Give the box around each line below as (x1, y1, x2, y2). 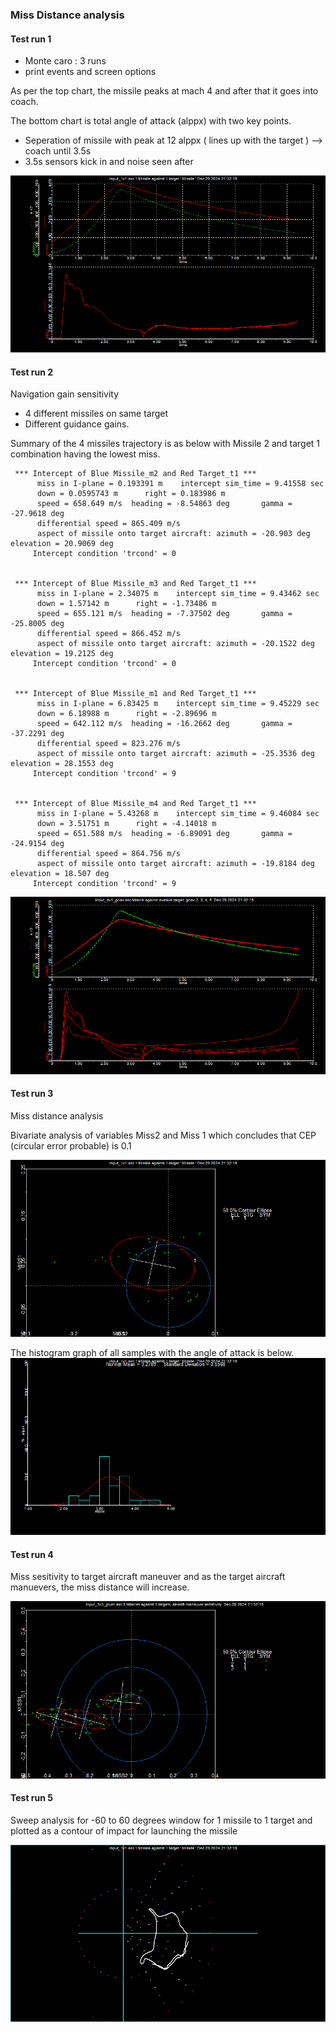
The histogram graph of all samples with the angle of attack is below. (10, 1347, 295, 1358)
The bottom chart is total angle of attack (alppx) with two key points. (10, 115, 292, 127)
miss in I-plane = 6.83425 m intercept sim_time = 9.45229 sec (36, 699, 320, 709)
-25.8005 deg (10, 619, 65, 629)
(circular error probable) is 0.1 (10, 1139, 132, 1152)
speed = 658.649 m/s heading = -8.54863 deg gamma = (36, 499, 293, 509)
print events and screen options (24, 66, 157, 78)
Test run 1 (10, 33, 52, 45)
